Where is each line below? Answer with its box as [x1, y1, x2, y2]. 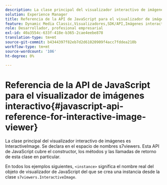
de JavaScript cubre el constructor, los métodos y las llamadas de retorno [5, 149, 157, 155]
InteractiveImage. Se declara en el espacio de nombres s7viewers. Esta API [5, 143, 160, 149]
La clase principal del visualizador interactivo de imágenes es [5, 138, 131, 144]
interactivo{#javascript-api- [5, 100, 124, 112]
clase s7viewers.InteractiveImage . [5, 174, 77, 180]
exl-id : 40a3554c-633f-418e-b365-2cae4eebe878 [5, 30, 103, 35]
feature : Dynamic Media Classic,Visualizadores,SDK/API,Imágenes [5, 21, 143, 26]
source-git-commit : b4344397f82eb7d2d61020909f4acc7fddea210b [5, 40, 137, 45]
